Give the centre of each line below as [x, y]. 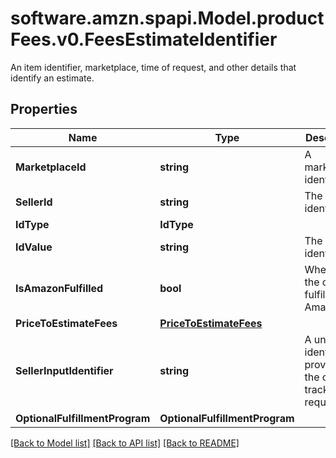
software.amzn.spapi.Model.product [167, 18]
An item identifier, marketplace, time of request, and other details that [153, 67]
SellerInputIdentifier [64, 370]
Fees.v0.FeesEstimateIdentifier [144, 39]
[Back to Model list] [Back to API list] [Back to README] [125, 443]
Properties [44, 109]
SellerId [34, 202]
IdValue [34, 247]
